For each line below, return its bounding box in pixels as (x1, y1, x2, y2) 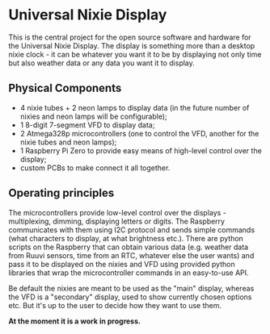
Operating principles (8, 186, 115, 200)
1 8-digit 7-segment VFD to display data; (19, 119, 155, 130)
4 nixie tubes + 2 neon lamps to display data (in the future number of (19, 102, 250, 112)
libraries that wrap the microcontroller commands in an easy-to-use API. (8, 268, 249, 278)
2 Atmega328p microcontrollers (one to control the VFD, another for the (19, 128, 259, 138)
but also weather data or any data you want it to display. (8, 58, 196, 68)
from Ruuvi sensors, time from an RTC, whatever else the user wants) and (8, 250, 255, 260)
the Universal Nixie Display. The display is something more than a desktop (8, 40, 255, 50)
